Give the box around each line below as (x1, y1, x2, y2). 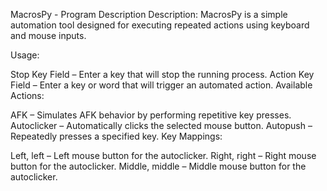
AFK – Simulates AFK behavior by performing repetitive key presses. (10, 109, 292, 121)
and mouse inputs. (10, 30, 87, 41)
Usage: (10, 49, 40, 61)
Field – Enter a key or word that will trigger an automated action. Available (10, 79, 313, 91)
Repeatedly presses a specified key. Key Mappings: (10, 130, 223, 142)
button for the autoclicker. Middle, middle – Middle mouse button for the (10, 160, 307, 172)
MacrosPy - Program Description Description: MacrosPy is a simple (10, 9, 288, 20)
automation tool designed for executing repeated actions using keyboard (10, 19, 310, 31)
